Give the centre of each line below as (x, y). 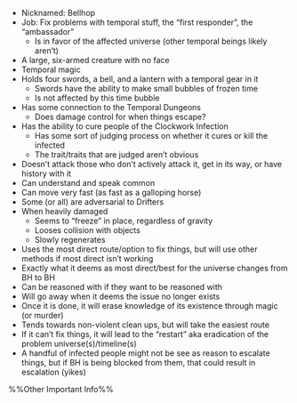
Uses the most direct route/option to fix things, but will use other (139, 249)
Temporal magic (51, 69)
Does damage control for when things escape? (120, 117)
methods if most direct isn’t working (87, 258)
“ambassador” (48, 32)
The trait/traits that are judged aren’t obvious (116, 154)
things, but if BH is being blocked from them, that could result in (138, 363)
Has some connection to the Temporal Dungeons (111, 107)
